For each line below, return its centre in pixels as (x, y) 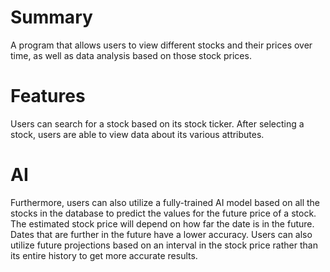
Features (48, 96)
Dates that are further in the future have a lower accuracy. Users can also (161, 234)
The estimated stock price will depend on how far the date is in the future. (162, 223)
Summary (51, 17)
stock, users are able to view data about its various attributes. (137, 134)
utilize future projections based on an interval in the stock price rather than (164, 245)
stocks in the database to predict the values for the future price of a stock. (163, 213)
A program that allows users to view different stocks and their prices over (161, 45)
